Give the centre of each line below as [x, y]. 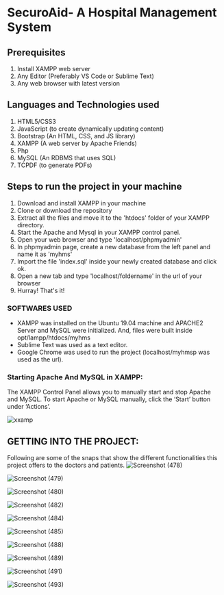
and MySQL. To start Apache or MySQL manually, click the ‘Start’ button [109, 399]
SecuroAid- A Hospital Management [112, 13]
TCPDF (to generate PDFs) [54, 165]
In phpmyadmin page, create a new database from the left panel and [114, 246]
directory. [30, 225]
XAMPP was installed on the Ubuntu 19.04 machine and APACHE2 [110, 322]
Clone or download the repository [64, 210]
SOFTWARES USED [40, 308]
